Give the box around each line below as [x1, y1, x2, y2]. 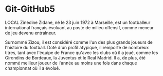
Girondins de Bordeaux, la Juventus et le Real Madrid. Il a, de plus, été [5, 55, 146, 60]
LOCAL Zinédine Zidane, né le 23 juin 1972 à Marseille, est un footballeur [5, 19, 151, 25]
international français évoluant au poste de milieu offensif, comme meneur [5, 24, 154, 30]
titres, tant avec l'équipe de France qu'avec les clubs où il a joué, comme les [5, 50, 158, 56]
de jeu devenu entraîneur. [5, 30, 56, 36]
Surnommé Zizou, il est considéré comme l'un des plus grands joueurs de [5, 39, 153, 45]
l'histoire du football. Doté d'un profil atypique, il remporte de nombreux [5, 44, 149, 50]
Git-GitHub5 [5, 3, 55, 15]
